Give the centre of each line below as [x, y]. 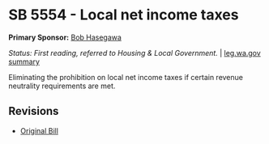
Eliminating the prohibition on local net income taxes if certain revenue [126, 77]
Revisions [34, 111]
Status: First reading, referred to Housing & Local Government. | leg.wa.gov [134, 53]
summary [24, 61]
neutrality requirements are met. [62, 86]
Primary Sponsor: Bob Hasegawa [65, 37]
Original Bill [39, 130]
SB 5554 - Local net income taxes [124, 15]
